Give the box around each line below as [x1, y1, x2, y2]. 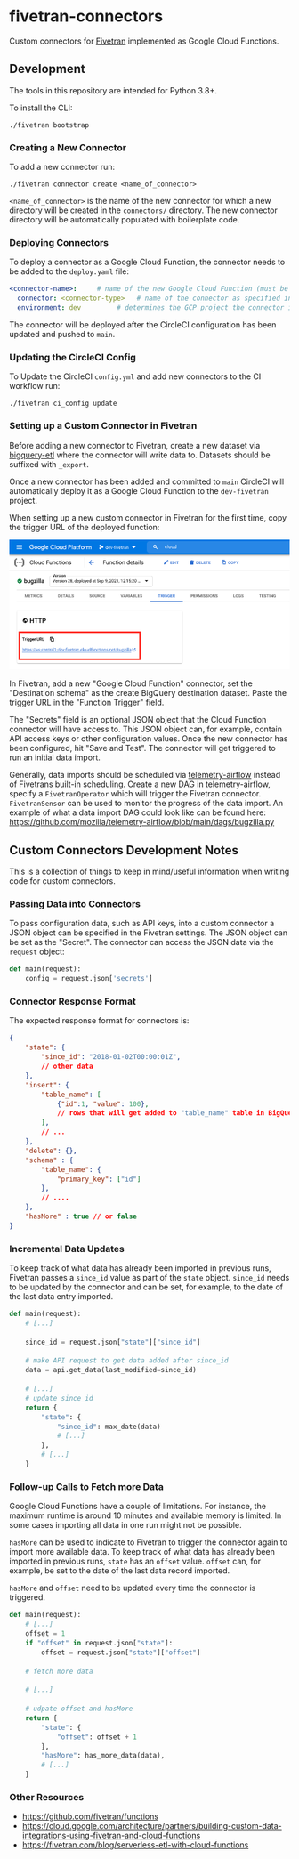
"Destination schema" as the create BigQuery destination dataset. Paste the [9, 688, 287, 699]
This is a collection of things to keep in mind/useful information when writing [9, 866, 290, 877]
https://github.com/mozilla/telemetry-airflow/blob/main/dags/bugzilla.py [9, 817, 275, 828]
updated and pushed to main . [9, 328, 116, 339]
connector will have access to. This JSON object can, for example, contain [9, 723, 283, 735]
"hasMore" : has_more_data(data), [41, 1751, 166, 1760]
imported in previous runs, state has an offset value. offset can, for [9, 1556, 261, 1567]
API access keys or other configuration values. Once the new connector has [9, 733, 288, 744]
